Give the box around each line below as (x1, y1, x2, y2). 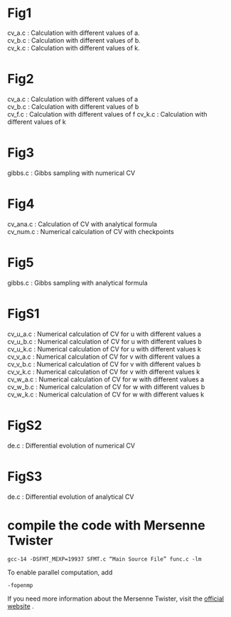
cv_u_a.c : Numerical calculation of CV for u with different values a (7, 329, 201, 338)
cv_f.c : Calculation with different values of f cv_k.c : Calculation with (7, 110, 208, 118)
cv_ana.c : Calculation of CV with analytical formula (7, 219, 158, 228)
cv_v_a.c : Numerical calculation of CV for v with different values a (7, 352, 200, 361)
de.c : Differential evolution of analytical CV (7, 492, 134, 501)
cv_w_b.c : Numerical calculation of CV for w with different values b (7, 382, 205, 391)
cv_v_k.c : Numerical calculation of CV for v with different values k (7, 367, 200, 376)
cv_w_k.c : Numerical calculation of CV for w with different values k (7, 390, 205, 399)
